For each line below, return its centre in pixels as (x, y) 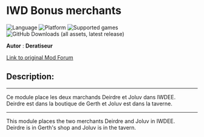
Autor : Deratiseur (29, 46)
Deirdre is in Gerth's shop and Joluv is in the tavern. (71, 127)
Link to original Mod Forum (40, 57)
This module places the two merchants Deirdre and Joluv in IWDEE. (91, 121)
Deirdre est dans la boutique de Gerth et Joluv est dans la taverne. (90, 104)
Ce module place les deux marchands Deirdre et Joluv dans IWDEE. (91, 97)
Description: (30, 77)
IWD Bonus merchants (64, 11)
